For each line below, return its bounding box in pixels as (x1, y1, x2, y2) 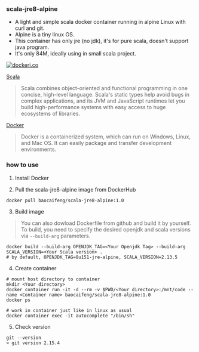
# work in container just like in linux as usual (6, 307, 133, 313)
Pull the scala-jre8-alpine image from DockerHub (14, 186, 136, 193)
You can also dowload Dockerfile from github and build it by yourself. (20, 220, 191, 227)
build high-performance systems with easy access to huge (20, 104, 166, 111)
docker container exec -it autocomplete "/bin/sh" (6, 313, 135, 319)
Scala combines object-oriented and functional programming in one (20, 85, 188, 92)
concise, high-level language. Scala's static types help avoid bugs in (20, 91, 190, 98)
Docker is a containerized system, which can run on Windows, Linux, (20, 133, 191, 140)
